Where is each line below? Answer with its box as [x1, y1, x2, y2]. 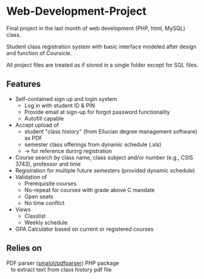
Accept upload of [15, 121, 59, 128]
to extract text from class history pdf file [10, 266, 112, 273]
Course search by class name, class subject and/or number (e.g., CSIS [15, 154, 194, 161]
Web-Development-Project [6, 4, 147, 18]
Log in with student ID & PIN [24, 102, 95, 109]
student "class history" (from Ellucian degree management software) [24, 127, 197, 135]
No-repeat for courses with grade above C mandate [24, 186, 155, 193]
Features [6, 79, 41, 89]
